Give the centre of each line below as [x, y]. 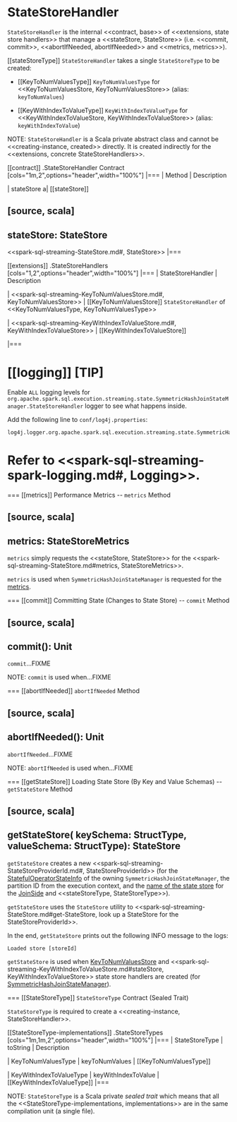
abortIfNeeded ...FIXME [40, 754]
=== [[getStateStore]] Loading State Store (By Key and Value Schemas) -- [115, 781]
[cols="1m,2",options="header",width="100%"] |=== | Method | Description [117, 175]
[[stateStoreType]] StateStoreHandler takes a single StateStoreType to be [114, 60]
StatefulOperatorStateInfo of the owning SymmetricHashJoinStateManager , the [119, 878]
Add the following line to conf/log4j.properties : [78, 420]
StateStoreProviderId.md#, [46, 870]
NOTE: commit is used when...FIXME [59, 677]
